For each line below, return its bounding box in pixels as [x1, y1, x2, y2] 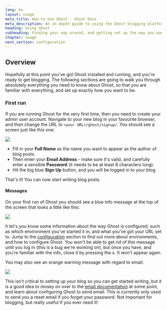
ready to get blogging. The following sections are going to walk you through [5, 77, 161, 83]
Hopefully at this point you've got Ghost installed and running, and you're [5, 71, 155, 77]
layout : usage [5, 12, 35, 17]
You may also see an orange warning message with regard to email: [5, 259, 144, 265]
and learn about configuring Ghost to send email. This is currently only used [5, 289, 161, 295]
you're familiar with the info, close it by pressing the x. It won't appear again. [5, 250, 162, 256]
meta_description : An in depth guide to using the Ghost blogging [5, 21, 146, 26]
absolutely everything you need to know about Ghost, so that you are [5, 82, 147, 88]
